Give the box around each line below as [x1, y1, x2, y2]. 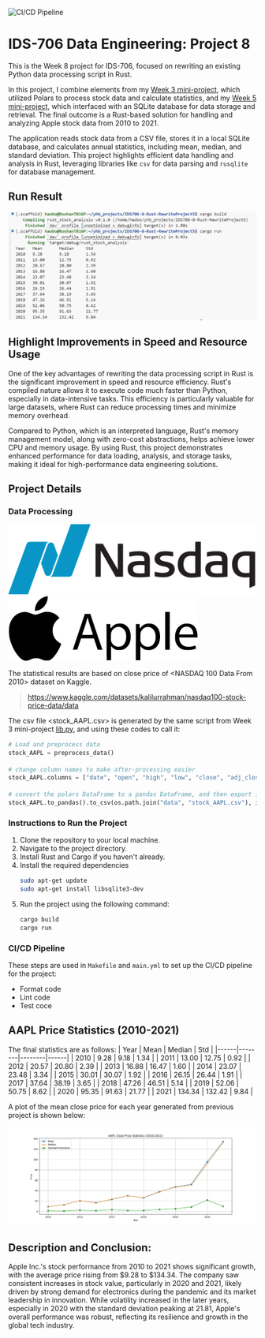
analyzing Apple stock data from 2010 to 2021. [8, 118, 159, 128]
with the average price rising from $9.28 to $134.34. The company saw [8, 1270, 239, 1280]
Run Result [8, 190, 63, 204]
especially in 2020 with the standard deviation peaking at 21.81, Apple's [8, 1304, 241, 1313]
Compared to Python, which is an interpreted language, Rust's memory [8, 426, 239, 435]
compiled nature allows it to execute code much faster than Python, [8, 385, 228, 394]
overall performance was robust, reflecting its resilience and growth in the [8, 1312, 248, 1321]
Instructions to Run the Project [8, 817, 128, 828]
